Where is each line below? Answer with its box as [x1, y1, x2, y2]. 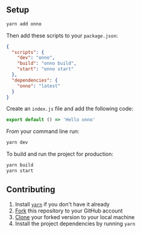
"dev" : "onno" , [17, 54, 55, 61]
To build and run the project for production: [6, 151, 113, 158]
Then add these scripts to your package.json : [6, 31, 118, 39]
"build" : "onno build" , [17, 61, 77, 67]
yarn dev [6, 139, 28, 146]
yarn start [6, 168, 34, 174]
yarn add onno [6, 21, 42, 27]
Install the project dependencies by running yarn [14, 220, 136, 227]
